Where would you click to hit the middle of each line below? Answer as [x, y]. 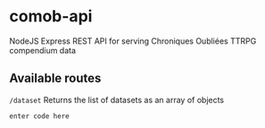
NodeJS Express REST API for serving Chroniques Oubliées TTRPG [133, 41]
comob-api [51, 16]
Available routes [55, 79]
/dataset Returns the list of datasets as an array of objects [117, 100]
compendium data [43, 50]
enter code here [39, 116]
